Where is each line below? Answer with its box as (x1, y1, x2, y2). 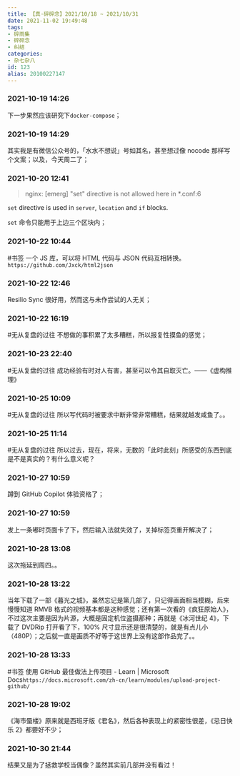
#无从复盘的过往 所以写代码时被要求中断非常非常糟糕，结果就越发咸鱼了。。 (7, 410, 229, 418)
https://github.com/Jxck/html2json (7, 261, 114, 268)
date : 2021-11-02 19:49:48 (7, 17, 88, 24)
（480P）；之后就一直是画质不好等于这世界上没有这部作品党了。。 (7, 632, 199, 640)
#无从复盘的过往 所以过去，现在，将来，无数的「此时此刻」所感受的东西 (7, 445, 220, 454)
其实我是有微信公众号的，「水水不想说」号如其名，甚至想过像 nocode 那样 (7, 146, 224, 155)
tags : (7, 24, 24, 31)
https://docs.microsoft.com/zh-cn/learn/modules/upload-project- (22, 676, 221, 684)
